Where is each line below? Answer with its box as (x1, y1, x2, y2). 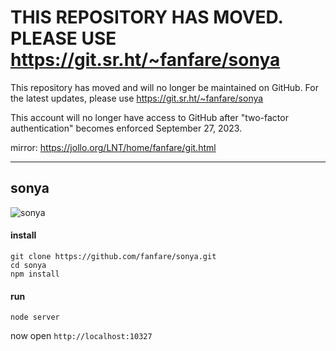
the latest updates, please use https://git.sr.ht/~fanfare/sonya (10, 92, 264, 104)
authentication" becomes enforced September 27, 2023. (10, 122, 243, 134)
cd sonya (10, 260, 47, 270)
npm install (10, 269, 60, 279)
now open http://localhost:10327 (10, 330, 153, 342)
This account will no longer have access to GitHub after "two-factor (10, 111, 289, 123)
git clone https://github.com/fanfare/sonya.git (10, 251, 217, 261)
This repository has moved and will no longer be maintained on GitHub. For (10, 81, 319, 93)
